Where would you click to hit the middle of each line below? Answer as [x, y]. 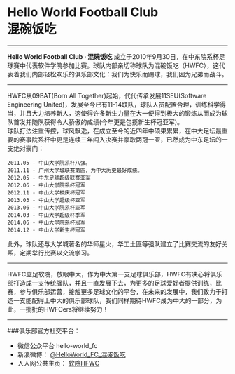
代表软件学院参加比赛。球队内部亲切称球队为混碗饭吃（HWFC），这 [122, 65]
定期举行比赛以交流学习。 [56, 253]
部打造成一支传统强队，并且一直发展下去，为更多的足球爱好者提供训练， [111, 283]
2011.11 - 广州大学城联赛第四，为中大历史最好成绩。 [75, 170]
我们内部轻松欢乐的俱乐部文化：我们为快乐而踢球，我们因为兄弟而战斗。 [123, 74]
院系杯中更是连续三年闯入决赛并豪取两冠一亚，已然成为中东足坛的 [126, 139]
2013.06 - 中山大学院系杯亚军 [47, 208]
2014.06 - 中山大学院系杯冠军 [47, 222]
